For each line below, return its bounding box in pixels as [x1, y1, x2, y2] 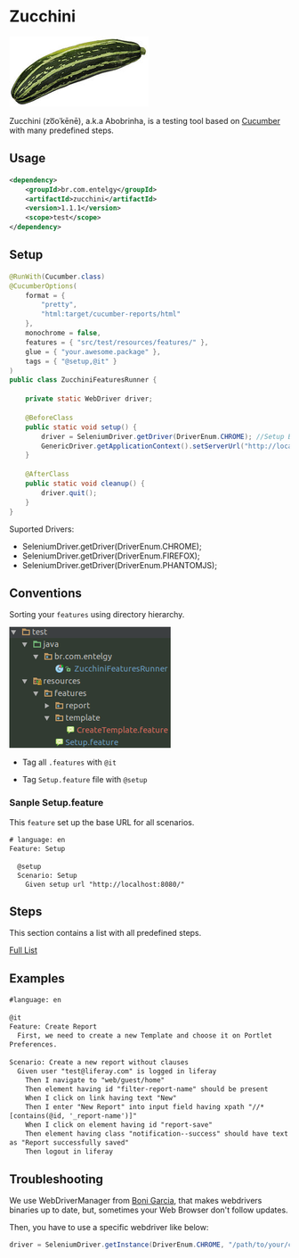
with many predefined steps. [9, 125, 114, 136]
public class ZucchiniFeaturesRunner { [9, 376, 158, 385]
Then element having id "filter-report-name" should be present [25, 1085, 269, 1094]
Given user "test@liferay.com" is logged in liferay [17, 1067, 217, 1076]
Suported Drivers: [9, 524, 75, 534]
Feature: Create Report [9, 1022, 98, 1031]
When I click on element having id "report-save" [25, 1121, 214, 1130]
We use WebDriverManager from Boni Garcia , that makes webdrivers [9, 1196, 263, 1206]
